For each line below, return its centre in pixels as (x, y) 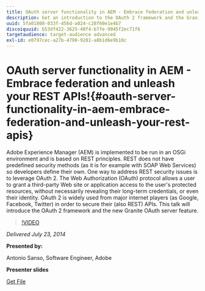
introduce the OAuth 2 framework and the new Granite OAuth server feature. (103, 210)
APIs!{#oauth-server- (119, 97)
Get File (16, 281)
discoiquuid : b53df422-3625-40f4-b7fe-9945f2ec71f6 (73, 29)
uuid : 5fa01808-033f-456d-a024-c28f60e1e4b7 (64, 23)
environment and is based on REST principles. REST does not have (90, 159)
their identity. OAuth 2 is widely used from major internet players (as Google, (103, 197)
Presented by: (24, 246)
